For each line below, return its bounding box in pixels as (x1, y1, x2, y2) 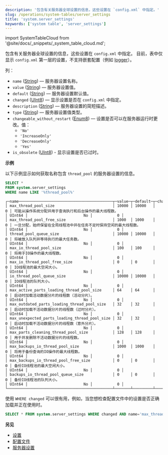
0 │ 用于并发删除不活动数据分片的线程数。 (5, 335, 81, 340)
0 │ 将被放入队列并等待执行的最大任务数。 (5, 236, 81, 241)
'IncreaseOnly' (19, 133, 51, 139)
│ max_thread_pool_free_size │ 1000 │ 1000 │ (5, 217, 155, 222)
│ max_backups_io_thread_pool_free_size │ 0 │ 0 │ (5, 358, 155, 363)
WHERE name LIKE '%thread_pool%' (5, 190, 75, 195)
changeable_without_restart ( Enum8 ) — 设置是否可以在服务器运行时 (12, 115, 153, 121)
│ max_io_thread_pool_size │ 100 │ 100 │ (5, 245, 155, 250)
